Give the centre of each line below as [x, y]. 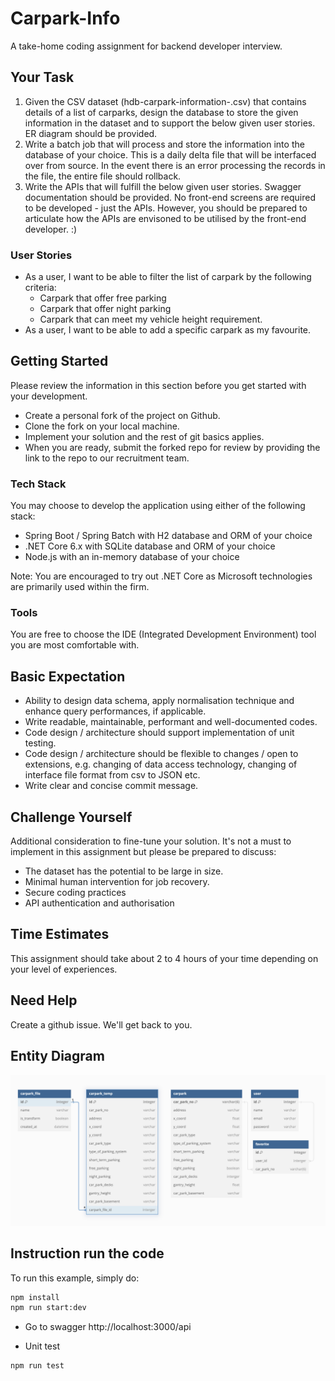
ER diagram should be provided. [91, 133]
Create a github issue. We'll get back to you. [101, 1024]
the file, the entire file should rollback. [103, 176]
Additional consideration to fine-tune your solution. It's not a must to [151, 841]
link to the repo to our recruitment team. [107, 458]
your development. [49, 396]
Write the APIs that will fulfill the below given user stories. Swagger [163, 186]
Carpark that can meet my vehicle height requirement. [151, 319]
